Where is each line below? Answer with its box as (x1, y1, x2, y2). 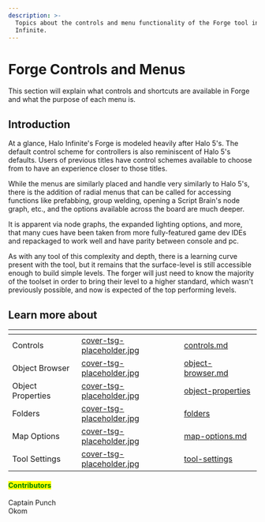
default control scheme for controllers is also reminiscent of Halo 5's (8, 147, 231, 156)
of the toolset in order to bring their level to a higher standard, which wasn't (8, 277, 254, 287)
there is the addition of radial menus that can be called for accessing (8, 187, 231, 197)
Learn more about (8, 308, 98, 321)
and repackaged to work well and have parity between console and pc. (8, 236, 239, 246)
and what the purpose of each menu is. (8, 95, 136, 104)
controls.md (184, 340, 229, 351)
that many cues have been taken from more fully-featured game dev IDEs (8, 228, 247, 238)
